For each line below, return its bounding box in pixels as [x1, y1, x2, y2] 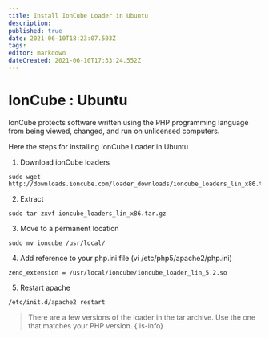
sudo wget [8, 173, 42, 181]
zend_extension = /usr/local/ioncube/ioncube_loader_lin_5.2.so [8, 268, 227, 277]
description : [8, 19, 52, 27]
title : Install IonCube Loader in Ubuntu [8, 11, 149, 20]
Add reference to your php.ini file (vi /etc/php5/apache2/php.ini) [19, 253, 232, 263]
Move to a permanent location [19, 223, 119, 233]
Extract [19, 193, 44, 203]
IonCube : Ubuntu [8, 92, 128, 109]
